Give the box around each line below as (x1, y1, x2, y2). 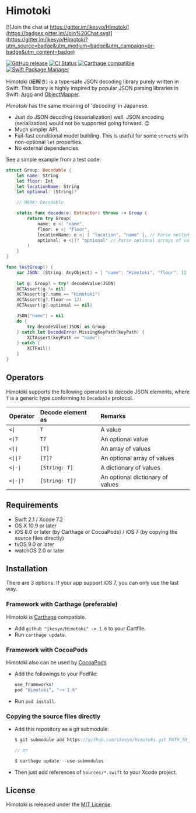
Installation (6, 564, 48, 574)
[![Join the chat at (6, 23, 49, 30)
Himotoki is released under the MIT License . (6, 801, 113, 808)
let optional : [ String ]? (16, 189, 77, 195)
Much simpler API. (14, 126, 59, 133)
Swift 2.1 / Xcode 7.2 (14, 516, 63, 523)
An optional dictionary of (100, 473, 168, 481)
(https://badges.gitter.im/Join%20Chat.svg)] (6, 29, 113, 36)
